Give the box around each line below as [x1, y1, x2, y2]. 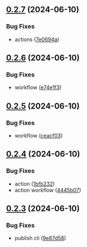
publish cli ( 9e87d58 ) [14, 235, 66, 242]
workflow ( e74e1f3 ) [14, 84, 62, 91]
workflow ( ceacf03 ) [14, 132, 63, 139]
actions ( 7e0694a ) [14, 35, 60, 43]
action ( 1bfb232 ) [14, 180, 55, 187]
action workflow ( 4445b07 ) [14, 186, 81, 193]
